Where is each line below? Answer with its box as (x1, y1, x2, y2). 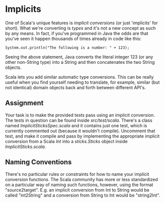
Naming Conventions (5, 158, 72, 166)
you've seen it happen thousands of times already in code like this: (5, 36, 142, 42)
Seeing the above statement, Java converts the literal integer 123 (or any (5, 53, 154, 60)
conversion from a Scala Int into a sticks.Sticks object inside (5, 138, 128, 144)
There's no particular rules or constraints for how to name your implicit (5, 171, 150, 177)
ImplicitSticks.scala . (5, 144, 46, 150)
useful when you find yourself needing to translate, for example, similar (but (5, 79, 160, 85)
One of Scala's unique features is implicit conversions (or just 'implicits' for (5, 20, 158, 26)
